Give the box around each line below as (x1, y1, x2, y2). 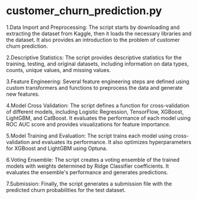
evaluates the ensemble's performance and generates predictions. (6, 168, 169, 175)
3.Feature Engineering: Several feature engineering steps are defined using (6, 78, 189, 85)
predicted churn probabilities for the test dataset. (6, 186, 126, 193)
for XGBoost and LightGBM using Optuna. (6, 145, 108, 152)
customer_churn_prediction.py (6, 4, 162, 18)
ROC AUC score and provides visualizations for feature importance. (6, 120, 170, 128)
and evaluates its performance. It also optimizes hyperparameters (31, 138, 192, 145)
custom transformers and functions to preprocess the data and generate (6, 84, 183, 91)
